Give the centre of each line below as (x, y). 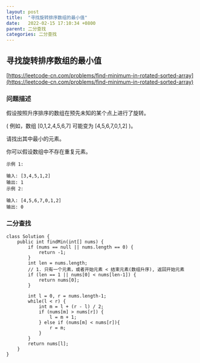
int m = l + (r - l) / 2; (71, 307)
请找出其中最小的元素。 (35, 139)
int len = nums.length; (58, 263)
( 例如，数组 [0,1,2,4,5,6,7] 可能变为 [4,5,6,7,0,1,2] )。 (71, 126)
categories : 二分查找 (32, 35)
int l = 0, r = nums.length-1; (67, 296)
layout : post (23, 12)
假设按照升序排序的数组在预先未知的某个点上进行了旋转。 (78, 113)
